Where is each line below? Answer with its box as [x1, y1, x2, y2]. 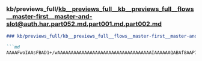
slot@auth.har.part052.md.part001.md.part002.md [6, 20, 162, 28]
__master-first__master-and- [6, 12, 93, 20]
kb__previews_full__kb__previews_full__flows [58, 5, 194, 13]
